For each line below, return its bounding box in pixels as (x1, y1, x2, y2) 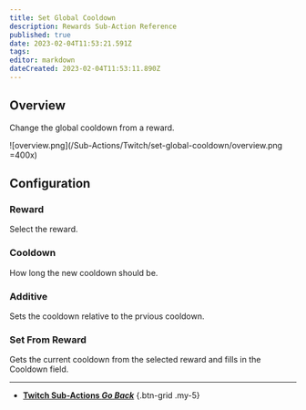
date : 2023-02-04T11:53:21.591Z (9, 38, 132, 48)
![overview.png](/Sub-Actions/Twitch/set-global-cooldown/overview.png (9, 139, 283, 150)
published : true (9, 30, 71, 39)
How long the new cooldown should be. (9, 267, 158, 278)
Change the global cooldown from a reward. (9, 122, 175, 133)
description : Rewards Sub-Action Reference (9, 22, 178, 31)
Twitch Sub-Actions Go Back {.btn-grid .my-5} (22, 390, 200, 401)
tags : (9, 47, 30, 56)
